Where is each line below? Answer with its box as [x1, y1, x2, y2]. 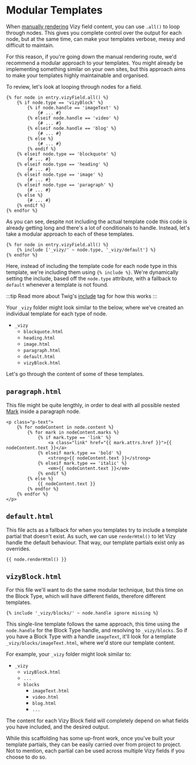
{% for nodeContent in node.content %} [16, 424, 114, 430]
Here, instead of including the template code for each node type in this [6, 262, 177, 269]
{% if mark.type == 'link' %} [37, 434, 111, 441]
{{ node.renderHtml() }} [6, 556, 67, 562]
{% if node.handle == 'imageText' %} [27, 105, 119, 110]
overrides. [6, 545, 31, 552]
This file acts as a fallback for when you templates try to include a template [6, 526, 188, 534]
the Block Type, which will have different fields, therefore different [6, 593, 166, 600]
